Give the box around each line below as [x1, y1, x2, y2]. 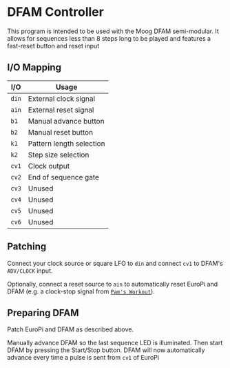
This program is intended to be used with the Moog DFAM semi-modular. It [7, 27, 219, 35]
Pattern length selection [28, 139, 105, 148]
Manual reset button [28, 127, 94, 137]
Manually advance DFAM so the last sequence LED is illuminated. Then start [7, 339, 223, 347]
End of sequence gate [28, 172, 100, 182]
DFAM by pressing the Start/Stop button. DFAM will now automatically [7, 346, 205, 354]
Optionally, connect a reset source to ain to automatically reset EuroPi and [7, 280, 218, 288]
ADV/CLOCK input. [7, 267, 53, 275]
